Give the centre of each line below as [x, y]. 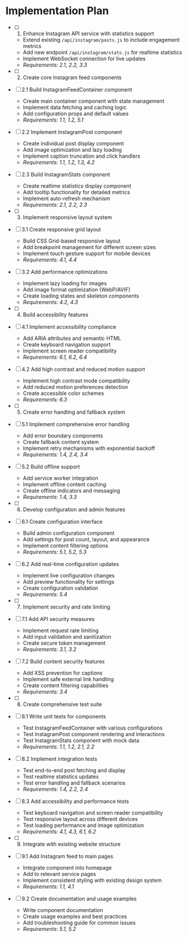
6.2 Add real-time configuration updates [70, 564]
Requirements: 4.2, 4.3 [50, 302]
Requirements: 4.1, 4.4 [50, 259]
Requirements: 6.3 [45, 399]
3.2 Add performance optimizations [65, 272]
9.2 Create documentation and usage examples [79, 898]
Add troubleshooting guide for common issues [79, 923]
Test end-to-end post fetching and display [74, 770]
